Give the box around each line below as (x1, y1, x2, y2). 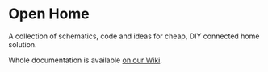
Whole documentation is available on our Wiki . (8, 55, 163, 65)
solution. (8, 39, 38, 49)
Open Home (8, 5, 90, 23)
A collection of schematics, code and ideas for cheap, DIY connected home (8, 31, 260, 41)
